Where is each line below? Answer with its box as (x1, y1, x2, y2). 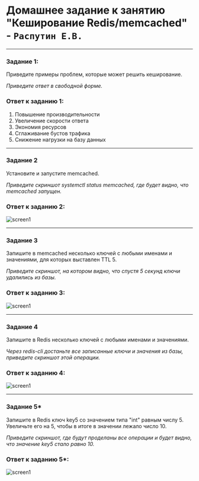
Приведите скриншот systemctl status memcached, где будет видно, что (6, 181, 189, 188)
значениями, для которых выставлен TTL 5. (6, 256, 117, 263)
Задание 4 (6, 322, 38, 331)
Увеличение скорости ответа (14, 117, 89, 124)
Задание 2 (6, 156, 38, 164)
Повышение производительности (14, 110, 100, 118)
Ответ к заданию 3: (6, 289, 65, 297)
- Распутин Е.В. (6, 29, 83, 42)
